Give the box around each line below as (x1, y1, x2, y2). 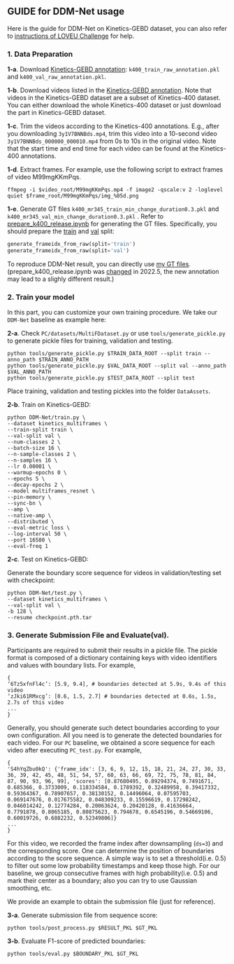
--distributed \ (7, 518, 54, 525)
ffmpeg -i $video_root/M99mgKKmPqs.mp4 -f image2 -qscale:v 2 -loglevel (7, 186, 224, 193)
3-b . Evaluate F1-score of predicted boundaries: (7, 937, 146, 945)
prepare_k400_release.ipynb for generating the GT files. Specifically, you (7, 220, 217, 228)
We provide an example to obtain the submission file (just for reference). (7, 897, 216, 906)
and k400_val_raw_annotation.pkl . (7, 73, 106, 81)
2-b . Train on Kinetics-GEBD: (7, 401, 92, 409)
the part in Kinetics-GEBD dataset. (7, 109, 106, 117)
